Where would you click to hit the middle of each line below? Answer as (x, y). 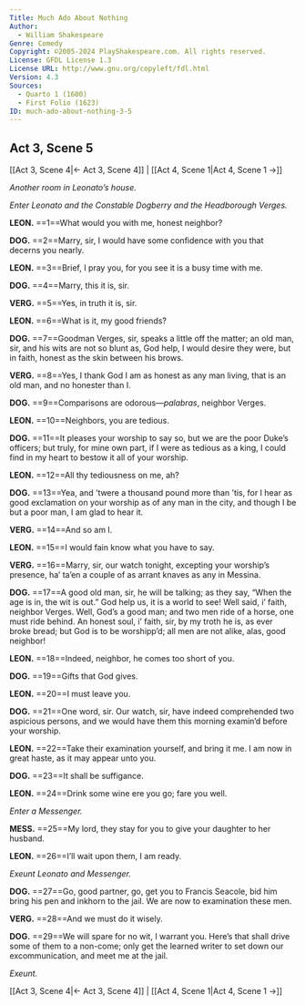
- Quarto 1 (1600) (53, 94)
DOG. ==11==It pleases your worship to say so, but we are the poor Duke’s (149, 438)
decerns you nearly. (47, 251)
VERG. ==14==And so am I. (61, 530)
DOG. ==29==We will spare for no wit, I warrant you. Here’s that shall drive (150, 937)
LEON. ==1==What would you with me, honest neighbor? (116, 223)
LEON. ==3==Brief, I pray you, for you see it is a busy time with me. (137, 268)
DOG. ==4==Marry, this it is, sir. (70, 286)
